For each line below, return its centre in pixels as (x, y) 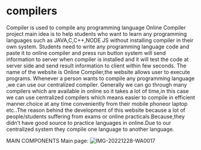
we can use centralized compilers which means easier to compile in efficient (101, 97)
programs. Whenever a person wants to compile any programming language (100, 78)
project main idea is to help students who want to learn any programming (97, 33)
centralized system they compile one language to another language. (90, 129)
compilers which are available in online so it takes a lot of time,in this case (97, 91)
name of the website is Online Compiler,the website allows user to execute (98, 72)
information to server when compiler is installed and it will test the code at (97, 59)
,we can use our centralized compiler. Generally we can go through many (97, 84)
